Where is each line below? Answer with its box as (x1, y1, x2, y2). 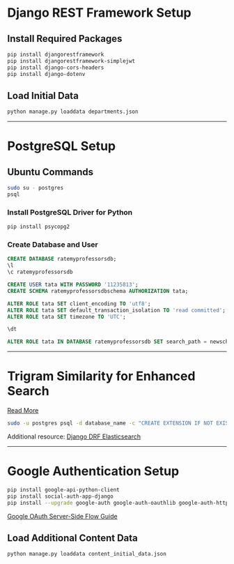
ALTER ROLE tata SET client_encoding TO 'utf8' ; (7, 300, 151, 307)
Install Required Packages (7, 33, 123, 45)
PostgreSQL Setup (7, 138, 116, 154)
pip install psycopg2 (7, 223, 70, 231)
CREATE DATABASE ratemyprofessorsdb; (7, 256, 117, 263)
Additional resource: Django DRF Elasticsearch (7, 432, 141, 441)
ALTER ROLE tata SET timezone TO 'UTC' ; (7, 313, 127, 320)
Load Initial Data (7, 89, 79, 102)
